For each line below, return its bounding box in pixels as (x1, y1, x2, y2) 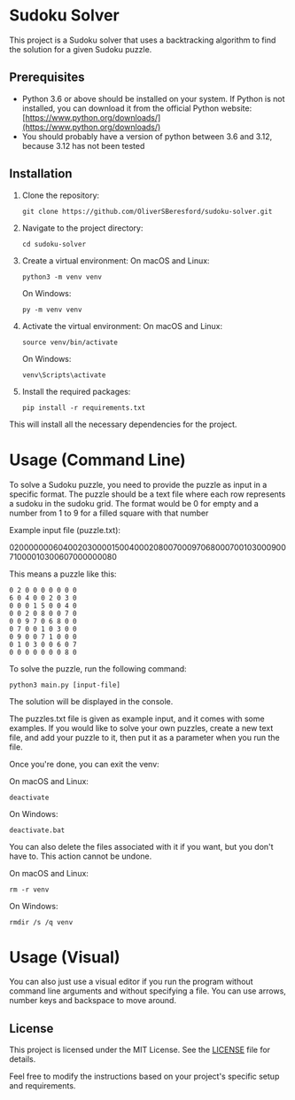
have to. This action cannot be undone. (9, 851, 152, 861)
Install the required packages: (21, 386, 131, 397)
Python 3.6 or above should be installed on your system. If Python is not (21, 93, 285, 104)
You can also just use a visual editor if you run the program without (9, 977, 253, 987)
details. (9, 1054, 36, 1065)
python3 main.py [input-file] (9, 680, 121, 689)
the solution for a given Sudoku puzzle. (9, 43, 152, 54)
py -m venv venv (21, 305, 82, 314)
